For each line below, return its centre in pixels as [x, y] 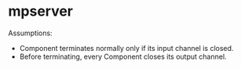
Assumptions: [30, 33]
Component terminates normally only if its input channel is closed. [126, 48]
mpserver [40, 11]
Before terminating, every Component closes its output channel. [123, 56]
